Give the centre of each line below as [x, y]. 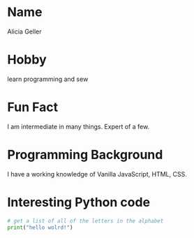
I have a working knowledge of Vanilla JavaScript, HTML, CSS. [97, 174]
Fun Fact [32, 107]
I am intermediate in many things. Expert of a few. [79, 126]
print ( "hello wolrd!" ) [40, 228]
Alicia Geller [24, 31]
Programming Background [85, 155]
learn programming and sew [48, 79]
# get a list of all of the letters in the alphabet [85, 221]
